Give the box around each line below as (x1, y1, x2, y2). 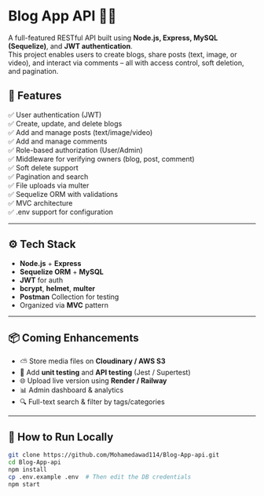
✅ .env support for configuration (8, 207, 114, 217)
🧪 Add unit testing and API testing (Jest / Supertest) (19, 368, 191, 377)
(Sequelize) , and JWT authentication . (8, 41, 133, 50)
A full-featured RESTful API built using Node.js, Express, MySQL (8, 33, 218, 42)
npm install (8, 465, 47, 473)
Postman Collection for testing (19, 292, 119, 301)
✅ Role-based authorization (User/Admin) (8, 145, 143, 155)
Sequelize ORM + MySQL (19, 267, 104, 276)
